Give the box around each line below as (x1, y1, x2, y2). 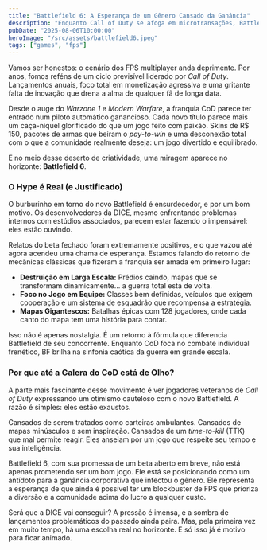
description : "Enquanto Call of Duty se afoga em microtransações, (8, 19, 237, 27)
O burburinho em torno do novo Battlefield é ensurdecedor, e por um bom (8, 200, 250, 209)
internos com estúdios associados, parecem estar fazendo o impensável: (8, 216, 248, 226)
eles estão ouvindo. (8, 224, 73, 235)
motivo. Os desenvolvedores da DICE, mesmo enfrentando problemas (8, 208, 237, 217)
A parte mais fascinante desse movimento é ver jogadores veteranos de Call (8, 385, 258, 395)
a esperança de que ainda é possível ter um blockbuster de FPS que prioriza (8, 483, 259, 493)
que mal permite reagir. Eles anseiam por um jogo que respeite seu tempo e (8, 435, 257, 444)
